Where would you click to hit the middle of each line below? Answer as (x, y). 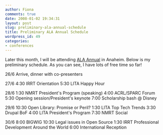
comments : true (20, 14)
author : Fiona (20, 9)
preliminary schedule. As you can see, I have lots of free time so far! (73, 65)
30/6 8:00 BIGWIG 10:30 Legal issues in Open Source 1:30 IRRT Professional (82, 122)
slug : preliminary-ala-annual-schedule (46, 28)
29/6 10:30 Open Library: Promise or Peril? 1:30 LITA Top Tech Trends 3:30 (81, 107)
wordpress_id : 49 (23, 37)
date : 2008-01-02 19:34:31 (32, 18)
